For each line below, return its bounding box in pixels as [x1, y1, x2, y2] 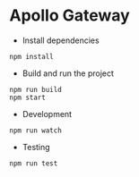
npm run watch [9, 126, 63, 135]
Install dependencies [22, 35, 100, 46]
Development [22, 108, 73, 119]
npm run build [9, 85, 63, 94]
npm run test [9, 158, 58, 168]
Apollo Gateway [9, 5, 130, 26]
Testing [22, 141, 51, 152]
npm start [9, 93, 47, 102]
